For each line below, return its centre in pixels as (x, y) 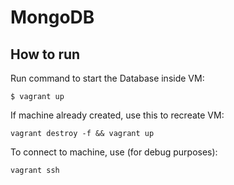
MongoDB (52, 17)
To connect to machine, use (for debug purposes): (114, 152)
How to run (45, 54)
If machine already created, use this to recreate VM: (117, 115)
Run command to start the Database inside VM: (107, 78)
